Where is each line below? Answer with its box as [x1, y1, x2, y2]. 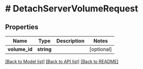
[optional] [89, 46, 112, 53]
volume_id [7, 46, 33, 53]
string [37, 46, 52, 53]
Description [56, 38, 85, 44]
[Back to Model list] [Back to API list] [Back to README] [5, 59, 119, 65]
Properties [5, 23, 39, 31]
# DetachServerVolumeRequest [5, 3, 139, 14]
